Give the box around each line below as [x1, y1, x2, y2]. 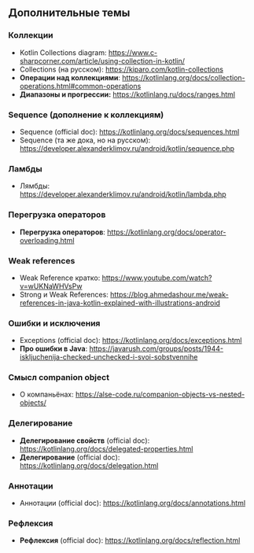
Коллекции [8, 30, 53, 41]
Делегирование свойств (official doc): [19, 436, 150, 445]
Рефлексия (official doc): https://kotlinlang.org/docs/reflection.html [19, 536, 241, 545]
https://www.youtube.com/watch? [101, 273, 212, 282]
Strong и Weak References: [19, 289, 109, 299]
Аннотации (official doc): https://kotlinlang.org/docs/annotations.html [19, 499, 246, 508]
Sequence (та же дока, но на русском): [19, 135, 151, 145]
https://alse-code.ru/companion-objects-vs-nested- [75, 389, 245, 400]
